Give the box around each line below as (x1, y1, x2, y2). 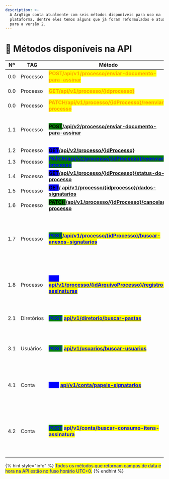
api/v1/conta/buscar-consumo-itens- (63, 424, 159, 432)
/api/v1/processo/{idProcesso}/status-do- (58, 170, 165, 177)
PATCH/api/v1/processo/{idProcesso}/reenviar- (48, 99, 167, 106)
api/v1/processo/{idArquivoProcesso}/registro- (48, 281, 167, 288)
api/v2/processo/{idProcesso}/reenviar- (67, 155, 167, 162)
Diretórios (21, 315, 44, 322)
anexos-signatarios (48, 238, 98, 245)
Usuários (21, 345, 42, 352)
